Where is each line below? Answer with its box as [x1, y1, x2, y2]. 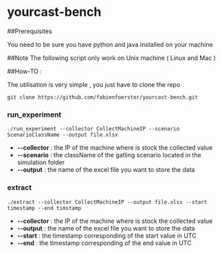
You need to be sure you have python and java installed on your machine [7, 40, 213, 48]
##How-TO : [7, 67, 43, 75]
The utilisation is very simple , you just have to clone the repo [7, 80, 181, 88]
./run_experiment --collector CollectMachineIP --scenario [7, 126, 180, 133]
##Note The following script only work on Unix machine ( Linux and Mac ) [7, 53, 217, 62]
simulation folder [16, 158, 65, 166]
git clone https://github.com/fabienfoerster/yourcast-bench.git [7, 94, 198, 101]
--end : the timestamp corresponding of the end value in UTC [16, 239, 192, 247]
